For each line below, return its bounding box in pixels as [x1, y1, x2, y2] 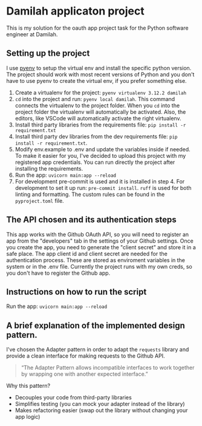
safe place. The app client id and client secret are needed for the [6, 250, 168, 257]
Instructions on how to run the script [6, 286, 147, 297]
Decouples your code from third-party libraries [15, 394, 132, 401]
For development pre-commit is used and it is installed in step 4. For [15, 177, 185, 185]
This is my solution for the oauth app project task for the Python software [6, 24, 189, 31]
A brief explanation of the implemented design [6, 320, 186, 330]
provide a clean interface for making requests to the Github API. [6, 352, 165, 359]
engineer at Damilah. [6, 30, 58, 38]
